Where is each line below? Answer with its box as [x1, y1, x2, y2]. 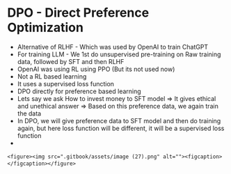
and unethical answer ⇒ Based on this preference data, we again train [17, 102, 219, 110]
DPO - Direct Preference [7, 5, 150, 21]
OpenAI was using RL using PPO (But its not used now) [17, 65, 175, 73]
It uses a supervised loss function [17, 79, 115, 88]
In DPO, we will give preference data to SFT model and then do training [17, 116, 221, 125]
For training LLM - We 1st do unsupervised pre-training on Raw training [17, 50, 221, 58]
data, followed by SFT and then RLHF [17, 57, 125, 65]
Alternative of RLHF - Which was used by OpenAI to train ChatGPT [17, 42, 209, 51]
